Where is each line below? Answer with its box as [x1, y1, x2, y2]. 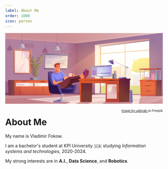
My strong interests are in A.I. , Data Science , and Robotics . [5, 158, 129, 164]
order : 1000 [5, 13, 30, 18]
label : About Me [5, 8, 39, 13]
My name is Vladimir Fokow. [5, 133, 63, 139]
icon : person [5, 18, 32, 23]
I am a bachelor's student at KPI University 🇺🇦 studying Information [5, 143, 146, 149]
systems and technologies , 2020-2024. [5, 148, 86, 154]
